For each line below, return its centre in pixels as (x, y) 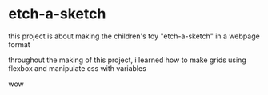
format (19, 44)
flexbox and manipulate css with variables (77, 68)
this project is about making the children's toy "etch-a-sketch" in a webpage (134, 36)
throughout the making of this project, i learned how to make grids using (127, 60)
